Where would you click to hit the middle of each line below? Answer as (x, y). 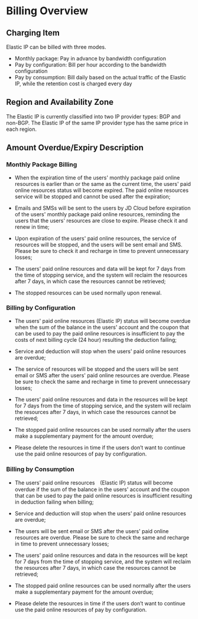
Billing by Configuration (41, 308)
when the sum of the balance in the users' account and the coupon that (102, 327)
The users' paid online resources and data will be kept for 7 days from (100, 268)
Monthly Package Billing (42, 165)
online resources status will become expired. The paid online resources (102, 190)
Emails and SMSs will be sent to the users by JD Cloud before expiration (103, 208)
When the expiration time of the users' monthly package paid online (97, 177)
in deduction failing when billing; (54, 502)
